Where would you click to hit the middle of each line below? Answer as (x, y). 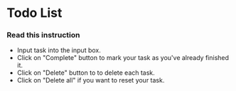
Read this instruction (43, 35)
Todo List (34, 13)
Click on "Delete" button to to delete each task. (86, 73)
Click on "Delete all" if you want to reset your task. (91, 80)
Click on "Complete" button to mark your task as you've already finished (123, 58)
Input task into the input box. (59, 50)
